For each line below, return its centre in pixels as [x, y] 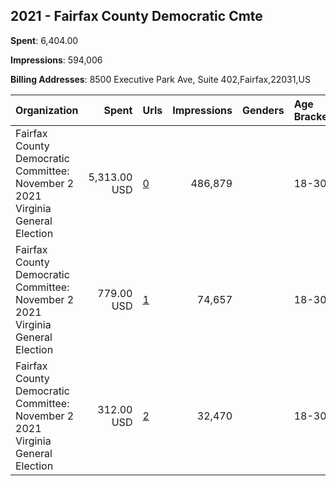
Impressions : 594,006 [56, 60]
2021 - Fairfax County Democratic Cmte [136, 16]
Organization [47, 110]
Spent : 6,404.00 [44, 40]
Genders [263, 110]
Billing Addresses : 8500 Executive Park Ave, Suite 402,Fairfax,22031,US [160, 79]
